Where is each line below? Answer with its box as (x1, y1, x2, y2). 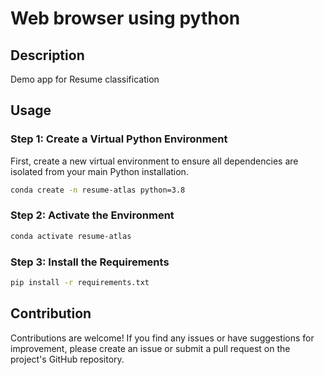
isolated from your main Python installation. (10, 165, 189, 177)
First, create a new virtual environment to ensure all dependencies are (10, 155, 299, 167)
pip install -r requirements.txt (10, 278, 150, 288)
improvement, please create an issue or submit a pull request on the (10, 342, 291, 354)
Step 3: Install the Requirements (10, 255, 170, 269)
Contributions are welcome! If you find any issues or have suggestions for (10, 332, 315, 344)
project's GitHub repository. (10, 353, 125, 365)
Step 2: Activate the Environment (10, 208, 175, 222)
